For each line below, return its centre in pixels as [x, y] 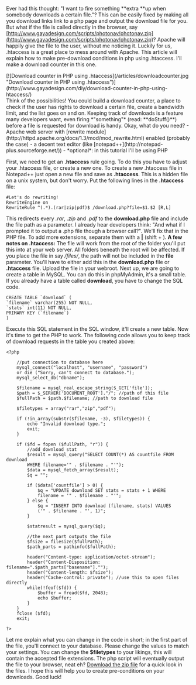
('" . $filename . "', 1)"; [72, 511]
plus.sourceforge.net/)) [34, 150]
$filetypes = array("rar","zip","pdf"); [66, 409]
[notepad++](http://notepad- [128, 144]
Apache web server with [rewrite [46, 132]
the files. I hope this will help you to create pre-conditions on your [85, 671]
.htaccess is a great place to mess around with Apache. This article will [92, 52]
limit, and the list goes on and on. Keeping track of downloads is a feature [95, 113]
